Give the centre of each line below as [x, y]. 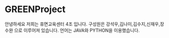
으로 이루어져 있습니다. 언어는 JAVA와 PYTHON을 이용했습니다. [77, 30]
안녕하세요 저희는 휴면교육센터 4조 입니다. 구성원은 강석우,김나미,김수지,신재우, [82, 24]
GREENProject [35, 9]
